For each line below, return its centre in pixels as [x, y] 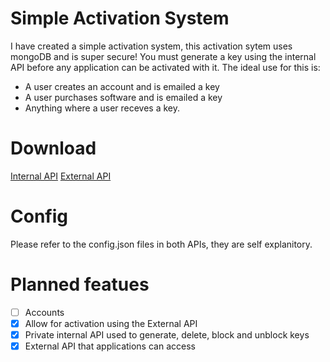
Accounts [44, 312]
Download [53, 148]
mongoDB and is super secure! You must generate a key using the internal [163, 56]
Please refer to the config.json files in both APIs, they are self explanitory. [161, 244]
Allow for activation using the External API [111, 323]
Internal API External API [61, 176]
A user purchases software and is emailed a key [123, 97]
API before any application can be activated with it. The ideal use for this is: [165, 67]
